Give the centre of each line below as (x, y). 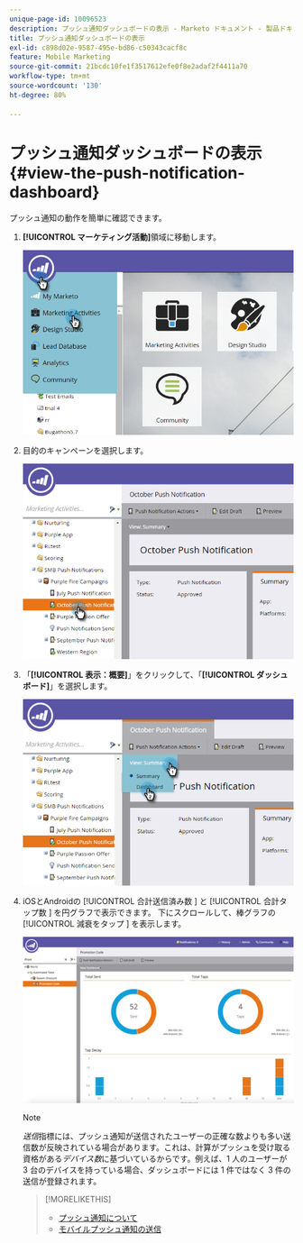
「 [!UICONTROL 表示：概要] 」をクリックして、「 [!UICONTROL (138, 674)
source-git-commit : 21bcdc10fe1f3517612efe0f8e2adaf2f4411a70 (129, 67)
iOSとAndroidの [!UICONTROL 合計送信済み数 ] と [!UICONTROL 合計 (151, 901)
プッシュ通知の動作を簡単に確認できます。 (88, 218)
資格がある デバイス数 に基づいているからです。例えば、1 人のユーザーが (155, 1158)
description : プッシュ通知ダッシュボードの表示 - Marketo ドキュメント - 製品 (144, 28)
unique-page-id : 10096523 (58, 19)
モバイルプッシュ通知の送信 (110, 1229)
